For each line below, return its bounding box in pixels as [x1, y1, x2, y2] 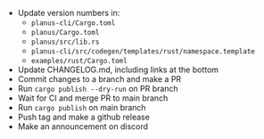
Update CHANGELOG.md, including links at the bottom [17, 64, 219, 75]
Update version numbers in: [17, 8, 120, 18]
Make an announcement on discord [17, 121, 149, 132]
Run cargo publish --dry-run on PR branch [17, 84, 178, 94]
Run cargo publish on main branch [17, 102, 146, 112]
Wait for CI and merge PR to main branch [17, 93, 169, 103]
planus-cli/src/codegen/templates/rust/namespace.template [30, 47, 256, 56]
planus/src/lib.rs [30, 37, 100, 46]
